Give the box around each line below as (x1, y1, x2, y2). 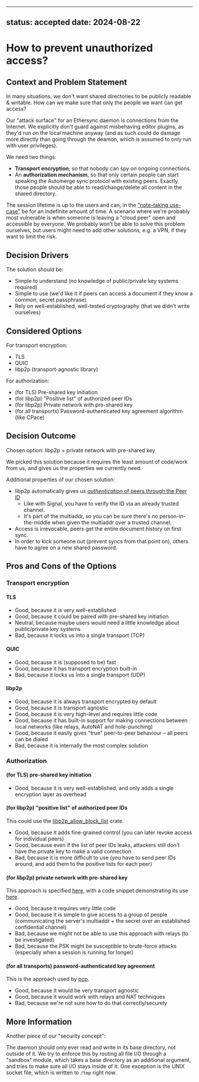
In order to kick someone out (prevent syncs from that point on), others (14, 537, 188, 545)
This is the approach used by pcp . (6, 975, 90, 983)
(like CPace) (14, 414, 45, 421)
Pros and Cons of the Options (6, 561, 117, 571)
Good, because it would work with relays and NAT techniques (14, 993, 166, 1000)
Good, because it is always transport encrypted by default (14, 698, 157, 705)
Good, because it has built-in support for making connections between (14, 717, 188, 724)
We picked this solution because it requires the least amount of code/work (6, 458, 188, 465)
